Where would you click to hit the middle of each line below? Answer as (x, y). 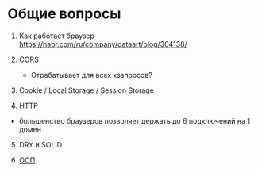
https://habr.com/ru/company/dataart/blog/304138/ (103, 44)
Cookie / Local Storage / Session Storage (86, 90)
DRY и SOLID (40, 144)
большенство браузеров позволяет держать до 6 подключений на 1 (135, 120)
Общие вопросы (64, 14)
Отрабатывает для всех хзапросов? (91, 75)
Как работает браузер (56, 36)
